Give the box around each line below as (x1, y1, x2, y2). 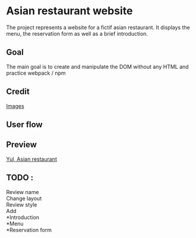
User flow (6, 119, 43, 129)
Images (6, 102, 25, 109)
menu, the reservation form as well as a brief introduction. (6, 30, 148, 37)
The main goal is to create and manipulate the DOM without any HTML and (6, 63, 189, 70)
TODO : (6, 173, 34, 183)
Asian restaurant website (6, 4, 133, 18)
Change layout (6, 195, 42, 202)
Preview (6, 139, 37, 150)
